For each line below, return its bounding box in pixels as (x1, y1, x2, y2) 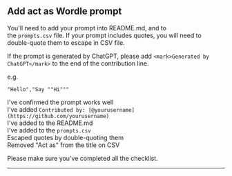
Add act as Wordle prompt (7, 6, 122, 17)
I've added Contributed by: (7, 105, 86, 113)
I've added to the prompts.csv (7, 126, 91, 134)
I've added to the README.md (7, 119, 93, 127)
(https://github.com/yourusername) (7, 113, 110, 119)
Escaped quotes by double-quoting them (7, 133, 124, 141)
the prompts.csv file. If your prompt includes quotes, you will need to (7, 31, 202, 39)
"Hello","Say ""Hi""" (7, 86, 70, 92)
